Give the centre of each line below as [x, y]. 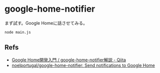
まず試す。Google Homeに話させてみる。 [46, 23]
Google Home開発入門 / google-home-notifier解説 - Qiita [69, 60]
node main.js [18, 32]
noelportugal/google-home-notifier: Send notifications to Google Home [83, 65]
